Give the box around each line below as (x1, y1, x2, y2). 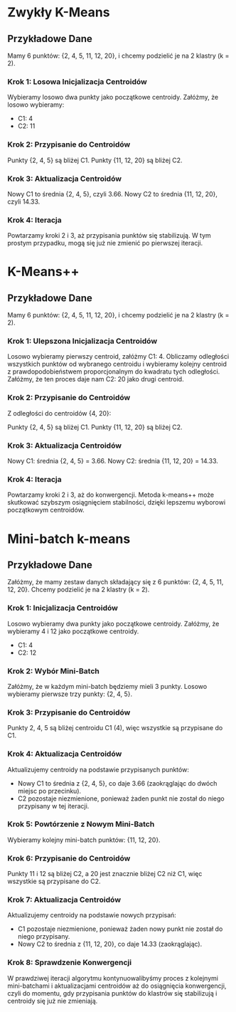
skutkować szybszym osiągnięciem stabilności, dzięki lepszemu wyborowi (7, 498, 226, 507)
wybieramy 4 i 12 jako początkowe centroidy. (7, 627, 139, 636)
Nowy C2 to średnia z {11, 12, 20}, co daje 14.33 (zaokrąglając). (17, 940, 203, 949)
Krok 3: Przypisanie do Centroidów (7, 707, 131, 717)
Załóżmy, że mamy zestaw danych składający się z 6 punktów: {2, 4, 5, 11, (7, 578, 224, 586)
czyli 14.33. (7, 197, 41, 206)
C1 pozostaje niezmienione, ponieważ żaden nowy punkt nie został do (17, 924, 223, 933)
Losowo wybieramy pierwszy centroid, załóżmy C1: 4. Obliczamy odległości (7, 352, 230, 361)
